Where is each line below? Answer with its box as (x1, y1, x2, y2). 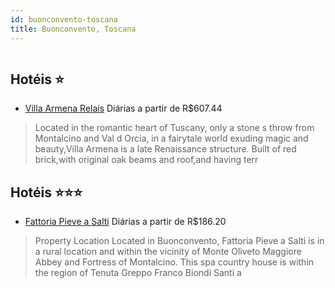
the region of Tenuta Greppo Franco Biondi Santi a (34, 267, 242, 279)
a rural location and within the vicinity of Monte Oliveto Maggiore (34, 246, 302, 258)
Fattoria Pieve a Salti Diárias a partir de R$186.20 (24, 216, 227, 228)
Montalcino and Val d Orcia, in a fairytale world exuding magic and (34, 132, 309, 145)
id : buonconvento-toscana (10, 14, 118, 25)
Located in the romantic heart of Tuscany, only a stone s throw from (34, 122, 315, 134)
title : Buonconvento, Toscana (10, 24, 137, 34)
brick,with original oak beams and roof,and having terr (34, 154, 259, 166)
